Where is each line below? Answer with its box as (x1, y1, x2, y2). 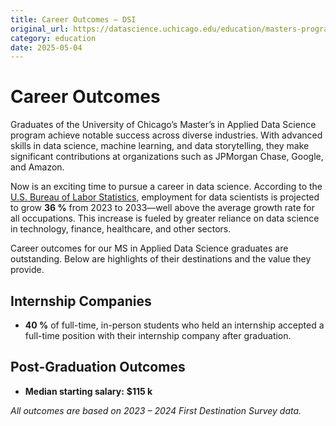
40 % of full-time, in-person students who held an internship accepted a (24, 319, 325, 331)
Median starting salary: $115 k (24, 385, 153, 397)
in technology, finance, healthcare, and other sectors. (10, 223, 232, 235)
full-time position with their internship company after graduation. (24, 330, 292, 341)
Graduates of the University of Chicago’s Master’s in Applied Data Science (10, 119, 317, 131)
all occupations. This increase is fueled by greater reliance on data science (10, 212, 320, 225)
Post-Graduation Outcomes (10, 359, 186, 376)
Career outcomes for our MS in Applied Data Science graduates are (10, 242, 289, 255)
